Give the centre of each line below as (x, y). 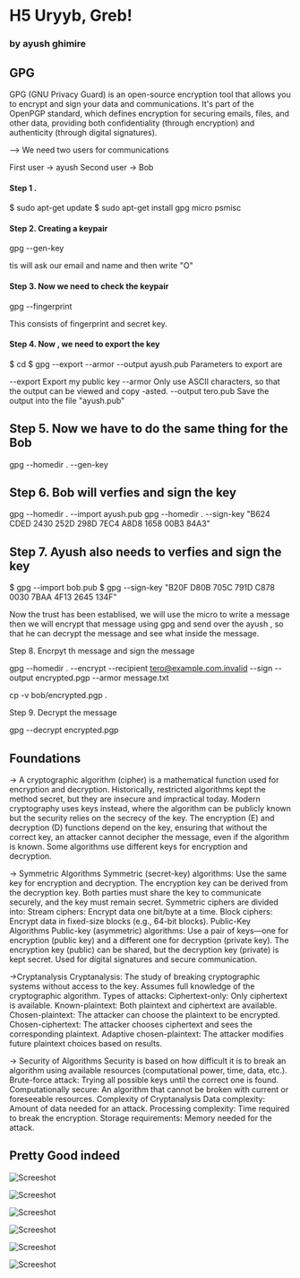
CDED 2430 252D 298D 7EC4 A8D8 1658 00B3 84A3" (110, 524)
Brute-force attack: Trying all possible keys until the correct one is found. (144, 1080)
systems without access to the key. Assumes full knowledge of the (132, 986)
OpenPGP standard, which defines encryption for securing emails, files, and (149, 113)
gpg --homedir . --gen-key (59, 464)
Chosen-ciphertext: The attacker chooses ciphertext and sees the (131, 1024)
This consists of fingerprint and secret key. (88, 323)
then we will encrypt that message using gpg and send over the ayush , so (146, 624)
